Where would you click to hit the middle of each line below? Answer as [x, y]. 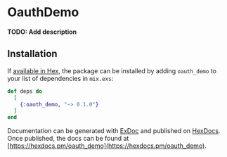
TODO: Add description [42, 32]
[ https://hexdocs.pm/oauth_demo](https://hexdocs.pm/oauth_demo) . [107, 146]
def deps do [25, 91]
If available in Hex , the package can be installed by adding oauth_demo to [112, 70]
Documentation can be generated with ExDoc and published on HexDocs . [114, 131]
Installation [32, 54]
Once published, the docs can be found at [68, 139]
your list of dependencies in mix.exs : [60, 78]
